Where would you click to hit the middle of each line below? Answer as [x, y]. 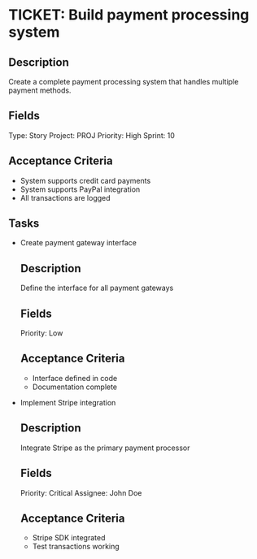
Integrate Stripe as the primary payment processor [105, 448]
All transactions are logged [65, 197]
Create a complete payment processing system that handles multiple [124, 82]
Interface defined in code [75, 378]
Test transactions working [76, 547]
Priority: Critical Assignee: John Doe [81, 492]
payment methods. [40, 90]
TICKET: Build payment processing [129, 15]
